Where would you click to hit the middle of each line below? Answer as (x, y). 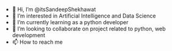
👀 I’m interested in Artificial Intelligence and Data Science (84, 16)
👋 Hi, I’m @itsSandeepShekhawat (54, 9)
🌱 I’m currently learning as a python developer (70, 22)
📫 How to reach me (37, 42)
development (29, 35)
